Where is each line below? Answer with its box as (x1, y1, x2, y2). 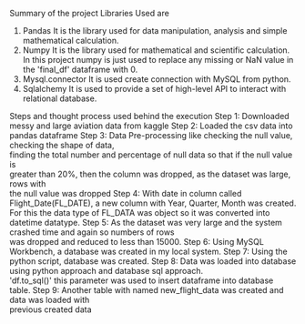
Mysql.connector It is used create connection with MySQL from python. (22, 74, 291, 85)
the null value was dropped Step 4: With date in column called (9, 188, 242, 198)
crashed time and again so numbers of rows (9, 227, 175, 238)
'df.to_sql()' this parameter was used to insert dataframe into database (9, 275, 274, 286)
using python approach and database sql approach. (9, 266, 204, 276)
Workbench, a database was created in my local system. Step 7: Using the (9, 246, 289, 257)
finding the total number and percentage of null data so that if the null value (9, 149, 293, 160)
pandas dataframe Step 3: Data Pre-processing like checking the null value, (9, 130, 293, 140)
